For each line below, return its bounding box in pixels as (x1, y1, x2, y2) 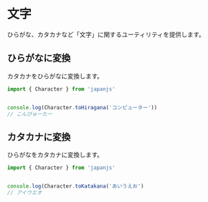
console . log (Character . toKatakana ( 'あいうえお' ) (7, 183, 145, 190)
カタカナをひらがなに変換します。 (7, 71, 103, 80)
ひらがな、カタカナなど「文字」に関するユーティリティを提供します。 (7, 30, 205, 38)
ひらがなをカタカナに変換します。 (7, 150, 103, 159)
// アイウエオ (7, 189, 43, 196)
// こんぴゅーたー (7, 111, 53, 117)
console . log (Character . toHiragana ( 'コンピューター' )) (7, 104, 158, 111)
